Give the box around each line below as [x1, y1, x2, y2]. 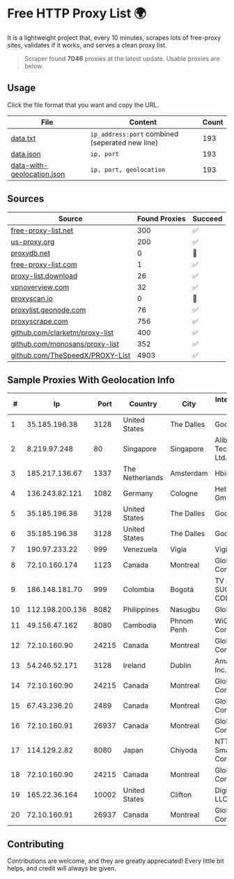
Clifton [170, 790, 192, 800]
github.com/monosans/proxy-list [10, 339, 120, 349]
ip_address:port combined [90, 129, 179, 138]
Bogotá [170, 585, 194, 595]
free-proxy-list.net [10, 225, 74, 235]
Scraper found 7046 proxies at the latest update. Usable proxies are [24, 54, 221, 63]
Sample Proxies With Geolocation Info [7, 374, 175, 386]
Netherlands [123, 473, 164, 483]
